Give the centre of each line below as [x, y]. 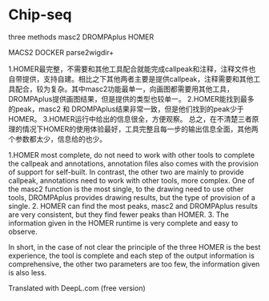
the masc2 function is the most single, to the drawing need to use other [126, 189]
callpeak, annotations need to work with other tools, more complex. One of [131, 180]
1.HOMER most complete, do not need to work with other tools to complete [131, 155]
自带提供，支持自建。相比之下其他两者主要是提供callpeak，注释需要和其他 [131, 78]
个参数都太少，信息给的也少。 [57, 138]
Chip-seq [40, 15]
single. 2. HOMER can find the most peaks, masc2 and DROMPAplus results [133, 206]
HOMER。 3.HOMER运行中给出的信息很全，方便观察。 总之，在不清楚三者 [130, 118]
